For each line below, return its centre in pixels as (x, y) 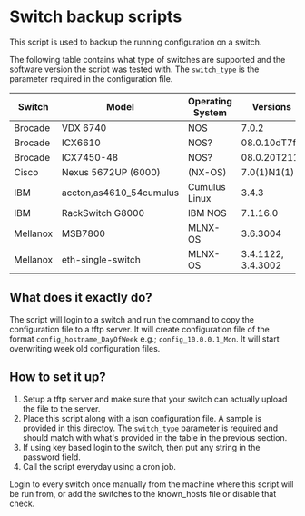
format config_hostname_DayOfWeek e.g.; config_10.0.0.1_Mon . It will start (144, 339)
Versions (272, 106)
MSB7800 (84, 233)
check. (22, 503)
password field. (52, 457)
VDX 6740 (84, 127)
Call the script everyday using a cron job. (99, 466)
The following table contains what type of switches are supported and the (148, 59)
